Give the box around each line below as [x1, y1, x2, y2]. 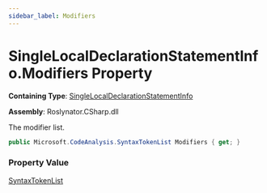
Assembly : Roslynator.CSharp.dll [8, 106, 119, 116]
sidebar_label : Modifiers [8, 11, 95, 20]
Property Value [8, 157, 70, 169]
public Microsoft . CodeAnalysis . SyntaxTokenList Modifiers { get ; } [8, 138, 241, 146]
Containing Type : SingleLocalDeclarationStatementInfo [8, 91, 193, 101]
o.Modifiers [8, 64, 89, 82]
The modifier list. [8, 122, 65, 132]
